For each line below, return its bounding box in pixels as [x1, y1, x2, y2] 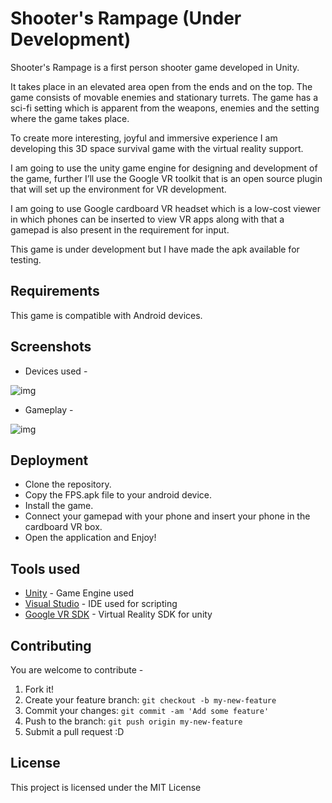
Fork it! [24, 683, 55, 695]
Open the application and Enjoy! [24, 532, 157, 544]
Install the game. [24, 500, 94, 512]
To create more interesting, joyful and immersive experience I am [10, 132, 278, 144]
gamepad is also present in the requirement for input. [10, 223, 230, 236]
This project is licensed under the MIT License [10, 781, 202, 793]
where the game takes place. [10, 112, 130, 124]
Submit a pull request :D [24, 726, 125, 737]
